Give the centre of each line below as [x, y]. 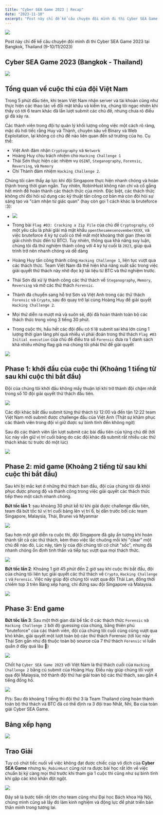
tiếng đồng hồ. [20, 680]
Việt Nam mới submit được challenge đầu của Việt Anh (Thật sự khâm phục [80, 417]
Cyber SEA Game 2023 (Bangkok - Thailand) [74, 62]
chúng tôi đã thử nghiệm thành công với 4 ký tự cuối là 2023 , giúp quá [82, 246]
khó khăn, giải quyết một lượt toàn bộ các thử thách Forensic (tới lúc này [77, 636]
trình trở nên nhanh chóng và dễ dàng [50, 251]
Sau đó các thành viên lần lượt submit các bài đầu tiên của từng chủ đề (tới [80, 432]
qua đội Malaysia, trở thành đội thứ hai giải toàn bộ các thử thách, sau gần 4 [81, 675]
